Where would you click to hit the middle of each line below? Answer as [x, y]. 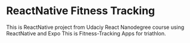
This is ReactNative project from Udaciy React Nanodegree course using [95, 27]
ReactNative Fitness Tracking [81, 11]
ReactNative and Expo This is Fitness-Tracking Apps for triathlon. [86, 33]
